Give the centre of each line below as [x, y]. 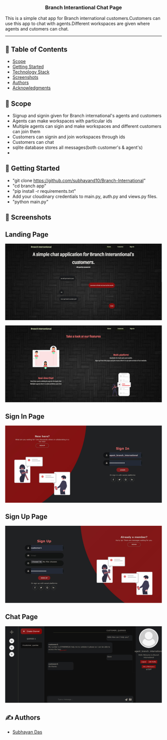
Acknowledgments [32, 88]
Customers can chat [33, 142]
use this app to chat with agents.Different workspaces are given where [78, 23]
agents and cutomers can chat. [37, 29]
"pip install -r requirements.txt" [44, 191]
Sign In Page [25, 416]
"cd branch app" [29, 186]
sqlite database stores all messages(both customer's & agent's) [78, 147]
